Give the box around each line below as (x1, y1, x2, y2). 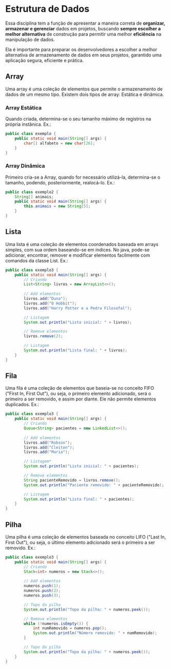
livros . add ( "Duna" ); (24, 296, 68, 301)
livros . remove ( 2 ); (24, 334, 63, 339)
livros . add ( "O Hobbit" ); (24, 301, 77, 306)
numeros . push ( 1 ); (24, 583, 61, 588)
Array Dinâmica (5, 162, 45, 169)
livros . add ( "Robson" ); (24, 440, 72, 445)
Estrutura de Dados (5, 3, 90, 15)
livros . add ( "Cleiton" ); (24, 445, 74, 450)
